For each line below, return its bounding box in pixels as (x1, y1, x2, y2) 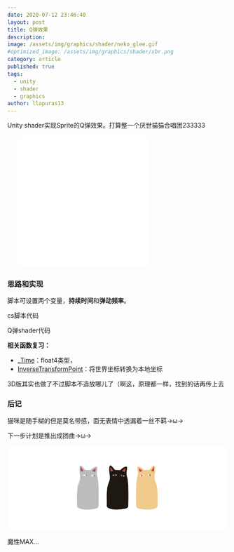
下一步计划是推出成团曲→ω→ (7, 431, 92, 440)
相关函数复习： (7, 341, 50, 350)
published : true (7, 63, 55, 70)
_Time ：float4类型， (17, 356, 76, 365)
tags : (7, 70, 23, 77)
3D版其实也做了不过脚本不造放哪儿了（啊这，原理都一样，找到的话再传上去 (7, 379, 224, 389)
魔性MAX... (7, 537, 39, 546)
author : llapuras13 (7, 100, 64, 107)
